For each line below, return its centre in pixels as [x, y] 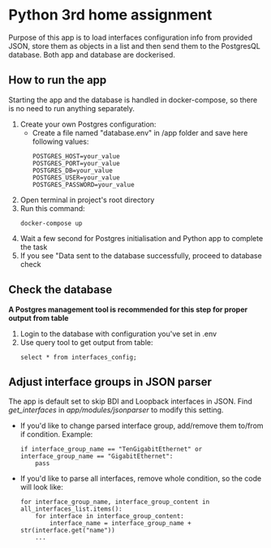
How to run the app [58, 80]
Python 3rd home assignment [110, 15]
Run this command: [52, 208]
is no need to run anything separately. [72, 108]
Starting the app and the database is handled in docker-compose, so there [133, 100]
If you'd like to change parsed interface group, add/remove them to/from [142, 426]
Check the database [60, 290]
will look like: [41, 487]
